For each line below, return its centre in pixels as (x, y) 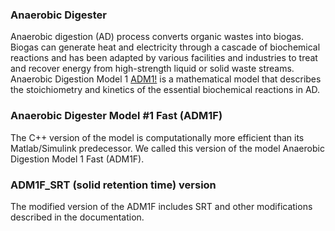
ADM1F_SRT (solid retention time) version (113, 185)
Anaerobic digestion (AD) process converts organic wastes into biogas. (157, 37)
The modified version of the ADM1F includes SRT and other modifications (161, 206)
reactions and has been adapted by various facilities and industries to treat (164, 58)
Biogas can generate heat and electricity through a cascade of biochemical (165, 47)
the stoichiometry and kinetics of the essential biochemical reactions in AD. (165, 90)
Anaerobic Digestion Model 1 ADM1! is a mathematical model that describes (166, 79)
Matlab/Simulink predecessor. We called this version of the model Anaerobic (167, 148)
